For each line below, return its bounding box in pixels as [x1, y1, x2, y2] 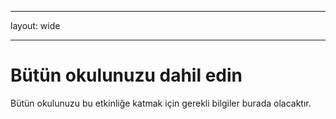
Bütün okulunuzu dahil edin [10, 64, 243, 87]
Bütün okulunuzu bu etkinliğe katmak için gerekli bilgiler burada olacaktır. [10, 97, 312, 109]
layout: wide [10, 20, 61, 31]
